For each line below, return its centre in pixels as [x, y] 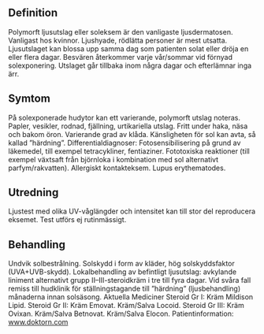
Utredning [33, 193]
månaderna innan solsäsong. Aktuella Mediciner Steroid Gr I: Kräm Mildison [131, 297]
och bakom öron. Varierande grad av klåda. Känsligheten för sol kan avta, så [132, 134]
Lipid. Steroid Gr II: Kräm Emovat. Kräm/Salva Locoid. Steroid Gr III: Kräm [126, 306]
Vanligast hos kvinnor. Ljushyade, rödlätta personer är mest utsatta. [118, 40]
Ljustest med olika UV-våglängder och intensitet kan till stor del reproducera [132, 211]
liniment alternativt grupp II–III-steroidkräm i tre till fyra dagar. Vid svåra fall [130, 280]
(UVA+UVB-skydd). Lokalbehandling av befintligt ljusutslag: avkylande [123, 272]
